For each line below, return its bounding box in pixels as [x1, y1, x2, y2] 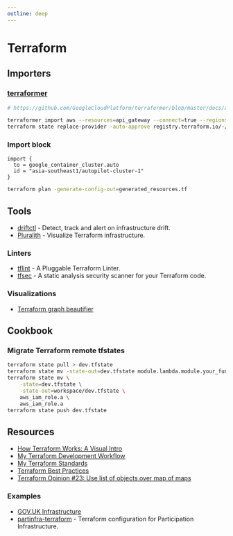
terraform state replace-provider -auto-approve [7, 123, 150, 131]
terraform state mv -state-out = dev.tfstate [7, 368, 135, 375]
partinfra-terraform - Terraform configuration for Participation [17, 514, 194, 523]
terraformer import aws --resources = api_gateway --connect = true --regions [7, 117, 228, 124]
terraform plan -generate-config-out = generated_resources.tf [7, 186, 188, 193]
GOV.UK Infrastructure [17, 507, 82, 515]
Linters [7, 248, 32, 258]
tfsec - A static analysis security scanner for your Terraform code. [17, 272, 207, 280]
